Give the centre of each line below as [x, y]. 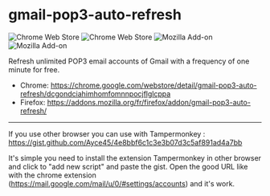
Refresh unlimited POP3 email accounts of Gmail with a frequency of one [129, 61]
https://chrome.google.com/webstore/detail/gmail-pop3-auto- [154, 85]
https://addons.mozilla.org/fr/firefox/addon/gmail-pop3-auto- [149, 102]
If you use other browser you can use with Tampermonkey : [107, 133]
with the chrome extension [52, 175]
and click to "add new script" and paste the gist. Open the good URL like [128, 166]
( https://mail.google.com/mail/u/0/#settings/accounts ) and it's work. [122, 183]
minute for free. [34, 69]
